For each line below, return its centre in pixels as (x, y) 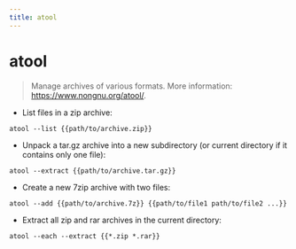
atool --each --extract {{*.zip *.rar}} (85, 236)
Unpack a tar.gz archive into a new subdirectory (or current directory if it (155, 145)
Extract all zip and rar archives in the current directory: (121, 220)
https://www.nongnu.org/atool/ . (88, 95)
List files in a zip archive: (67, 113)
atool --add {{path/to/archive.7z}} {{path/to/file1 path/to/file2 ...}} (148, 203)
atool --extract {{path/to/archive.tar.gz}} (93, 171)
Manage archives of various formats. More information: (132, 86)
